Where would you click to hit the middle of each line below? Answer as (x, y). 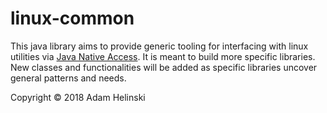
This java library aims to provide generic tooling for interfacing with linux (159, 46)
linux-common (72, 18)
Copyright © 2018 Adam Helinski (78, 97)
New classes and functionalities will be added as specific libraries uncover (164, 67)
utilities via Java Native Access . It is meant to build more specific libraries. (163, 56)
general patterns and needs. (68, 78)
